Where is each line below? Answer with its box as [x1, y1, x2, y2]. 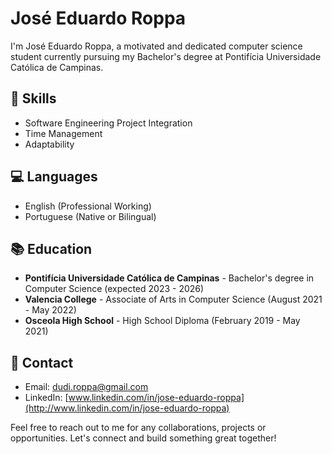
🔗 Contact [10, 354, 74, 371]
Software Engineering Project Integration [24, 117, 193, 129]
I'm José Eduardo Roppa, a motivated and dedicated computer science [10, 40, 303, 52]
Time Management [24, 127, 103, 139]
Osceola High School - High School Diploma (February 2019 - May [24, 315, 301, 327]
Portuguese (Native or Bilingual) [24, 210, 157, 222]
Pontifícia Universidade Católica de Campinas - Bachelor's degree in [24, 272, 315, 284]
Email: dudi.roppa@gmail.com [24, 381, 149, 393]
